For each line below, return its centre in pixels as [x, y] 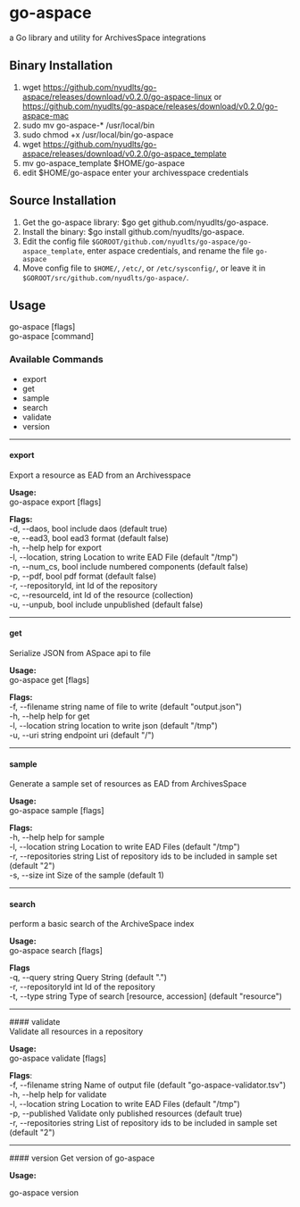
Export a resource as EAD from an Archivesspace [100, 475]
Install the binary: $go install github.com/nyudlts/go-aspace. [133, 231]
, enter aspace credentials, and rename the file [168, 250]
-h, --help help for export [56, 547]
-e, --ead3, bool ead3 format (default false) [89, 537]
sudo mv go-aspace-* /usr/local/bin [88, 125]
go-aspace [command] [52, 337]
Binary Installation [61, 66]
